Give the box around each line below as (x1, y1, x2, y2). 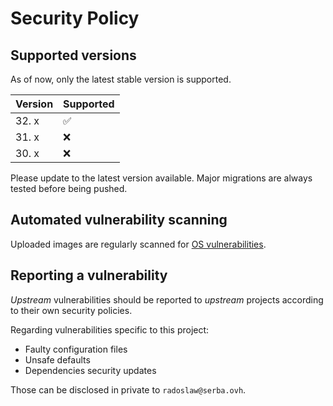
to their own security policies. (10, 304, 133, 316)
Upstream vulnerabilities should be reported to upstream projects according (10, 293, 324, 306)
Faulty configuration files (24, 343, 128, 355)
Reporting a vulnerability (10, 267, 168, 284)
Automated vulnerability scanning (10, 212, 228, 229)
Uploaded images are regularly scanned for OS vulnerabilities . (10, 238, 267, 250)
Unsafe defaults (24, 353, 91, 366)
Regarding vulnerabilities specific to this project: (10, 323, 210, 336)
